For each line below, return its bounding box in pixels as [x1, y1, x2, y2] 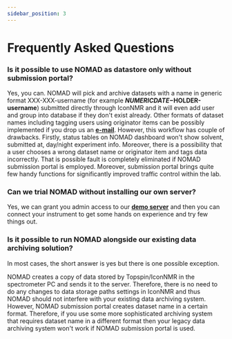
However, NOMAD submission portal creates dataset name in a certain [7, 302, 209, 310]
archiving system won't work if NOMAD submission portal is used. [7, 324, 195, 332]
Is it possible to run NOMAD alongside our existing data [7, 235, 197, 244]
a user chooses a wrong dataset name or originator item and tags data [7, 148, 207, 156]
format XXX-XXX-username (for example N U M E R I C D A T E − [7, 96, 174, 104]
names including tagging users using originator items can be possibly [7, 118, 205, 127]
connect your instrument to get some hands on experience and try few [7, 210, 209, 219]
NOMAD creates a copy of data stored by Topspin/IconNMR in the [7, 273, 195, 281]
